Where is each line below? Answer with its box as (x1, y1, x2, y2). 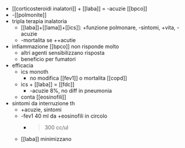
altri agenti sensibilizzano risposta (20, 49, 105, 56)
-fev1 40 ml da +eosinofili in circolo (20, 112, 107, 119)
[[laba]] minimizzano (20, 136, 72, 142)
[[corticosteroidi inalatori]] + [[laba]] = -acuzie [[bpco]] (11, 5, 147, 12)
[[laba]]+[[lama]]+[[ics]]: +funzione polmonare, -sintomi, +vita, (20, 24, 176, 31)
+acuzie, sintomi (20, 106, 61, 113)
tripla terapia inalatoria (11, 18, 67, 24)
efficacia (11, 62, 34, 69)
